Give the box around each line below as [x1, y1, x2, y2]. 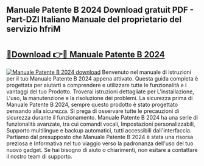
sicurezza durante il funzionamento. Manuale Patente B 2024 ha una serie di [6, 114, 198, 121]
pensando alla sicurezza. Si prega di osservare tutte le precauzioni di [6, 107, 180, 115]
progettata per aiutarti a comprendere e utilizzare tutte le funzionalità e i [6, 82, 187, 88]
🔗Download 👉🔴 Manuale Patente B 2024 [6, 49, 166, 60]
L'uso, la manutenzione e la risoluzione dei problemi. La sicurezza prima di [6, 95, 193, 101]
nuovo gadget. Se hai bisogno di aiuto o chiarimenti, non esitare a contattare [6, 146, 198, 153]
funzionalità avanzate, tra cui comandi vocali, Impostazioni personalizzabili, [6, 120, 195, 128]
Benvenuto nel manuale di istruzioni [102, 68, 192, 76]
